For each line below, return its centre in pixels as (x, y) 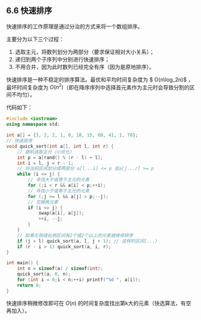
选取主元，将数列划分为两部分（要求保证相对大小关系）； (85, 52)
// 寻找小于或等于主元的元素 (59, 191)
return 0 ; (29, 285)
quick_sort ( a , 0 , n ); (44, 274)
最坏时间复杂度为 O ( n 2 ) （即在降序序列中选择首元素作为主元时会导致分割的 (98, 87)
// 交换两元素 (43, 202)
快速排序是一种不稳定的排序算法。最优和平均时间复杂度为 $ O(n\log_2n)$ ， (100, 79)
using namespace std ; (33, 125)
